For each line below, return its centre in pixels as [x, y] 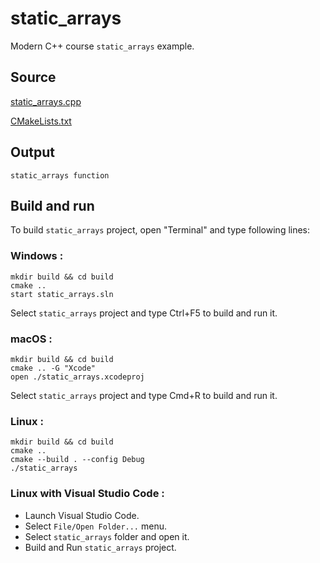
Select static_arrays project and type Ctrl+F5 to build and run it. [144, 313]
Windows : [37, 256]
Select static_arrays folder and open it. [107, 536]
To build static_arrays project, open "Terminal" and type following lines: [160, 230]
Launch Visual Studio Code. [82, 515]
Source [33, 77]
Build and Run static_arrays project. [100, 547]
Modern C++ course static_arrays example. [102, 46]
